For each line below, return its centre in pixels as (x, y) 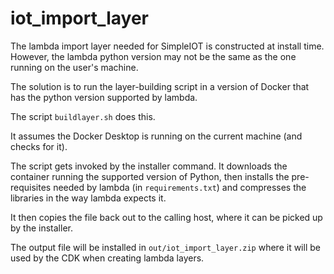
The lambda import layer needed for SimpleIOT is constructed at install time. (167, 46)
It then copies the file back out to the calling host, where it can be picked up (166, 217)
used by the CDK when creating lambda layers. (107, 258)
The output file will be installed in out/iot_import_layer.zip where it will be (165, 247)
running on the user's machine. (74, 67)
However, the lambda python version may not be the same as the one (153, 56)
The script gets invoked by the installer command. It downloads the (149, 166)
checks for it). (39, 146)
